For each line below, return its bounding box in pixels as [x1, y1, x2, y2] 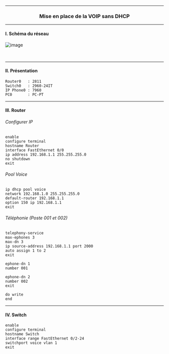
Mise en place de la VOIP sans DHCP [39, 13, 130, 20]
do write [5, 292, 24, 297]
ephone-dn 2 [5, 274, 30, 279]
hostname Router [5, 143, 39, 148]
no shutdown [5, 156, 30, 161]
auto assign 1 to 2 [5, 248, 46, 253]
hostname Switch [5, 332, 39, 337]
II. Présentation [5, 68, 38, 74]
